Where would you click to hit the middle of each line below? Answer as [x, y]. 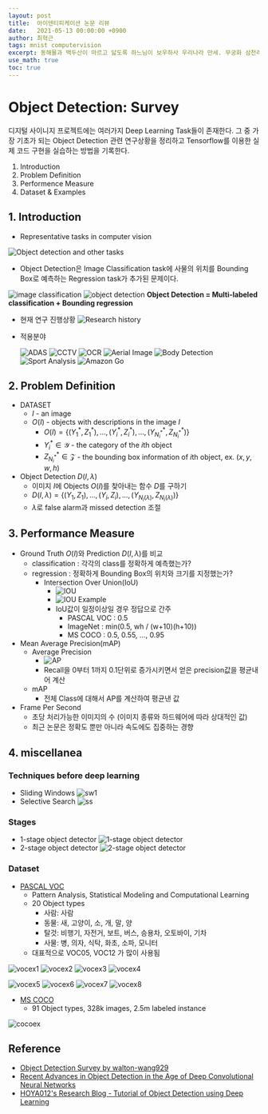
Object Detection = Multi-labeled [202, 294]
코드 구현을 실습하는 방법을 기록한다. [73, 150]
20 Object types [58, 903]
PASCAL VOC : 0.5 [98, 618]
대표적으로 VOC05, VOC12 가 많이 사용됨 [96, 952]
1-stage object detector [58, 840]
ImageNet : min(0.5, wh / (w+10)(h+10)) [132, 627]
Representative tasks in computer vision [86, 236]
